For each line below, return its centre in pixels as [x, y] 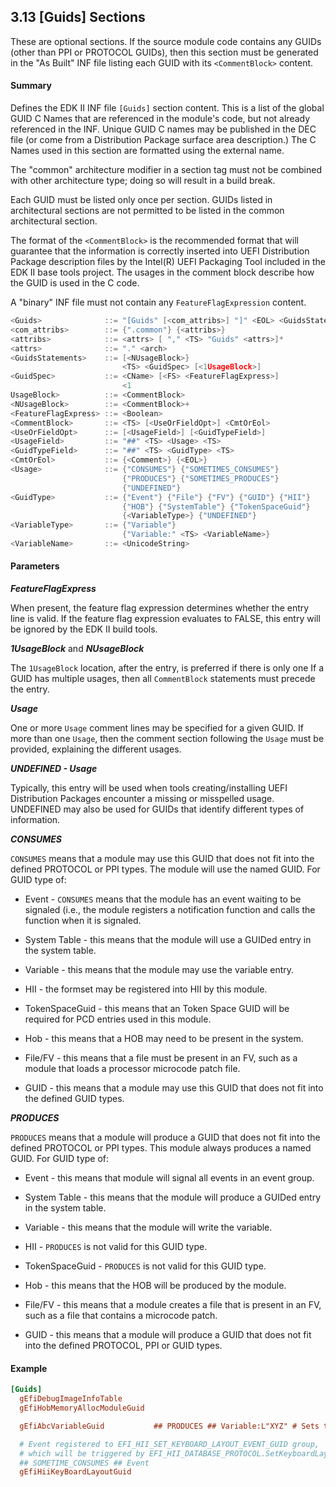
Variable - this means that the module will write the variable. [148, 1227]
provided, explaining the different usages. [96, 749]
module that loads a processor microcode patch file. [132, 1069]
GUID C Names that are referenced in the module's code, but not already [160, 119]
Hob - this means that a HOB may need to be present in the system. [164, 1039]
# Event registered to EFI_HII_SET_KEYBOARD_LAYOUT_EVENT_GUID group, [169, 1444]
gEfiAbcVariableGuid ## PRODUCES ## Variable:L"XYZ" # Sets [169, 1426]
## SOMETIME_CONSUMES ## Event [84, 1463]
